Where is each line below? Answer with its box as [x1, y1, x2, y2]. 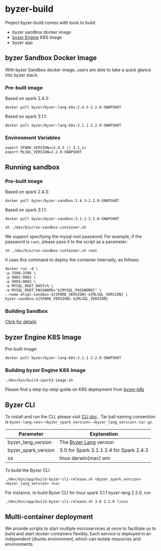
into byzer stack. [5, 72, 39, 78]
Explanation [90, 430, 118, 437]
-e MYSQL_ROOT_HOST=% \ [5, 283, 54, 289]
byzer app [12, 39, 33, 45]
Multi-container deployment [5, 512, 93, 521]
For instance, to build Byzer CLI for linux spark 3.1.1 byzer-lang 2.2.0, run [5, 490, 151, 496]
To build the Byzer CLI [5, 467, 50, 474]
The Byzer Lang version [59, 439, 114, 446]
